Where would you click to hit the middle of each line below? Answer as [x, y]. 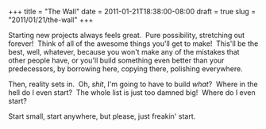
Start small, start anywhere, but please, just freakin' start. [102, 116]
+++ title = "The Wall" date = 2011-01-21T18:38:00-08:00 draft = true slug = [132, 11]
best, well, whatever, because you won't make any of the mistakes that [124, 52]
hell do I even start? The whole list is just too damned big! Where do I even [132, 93]
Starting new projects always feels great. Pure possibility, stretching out [126, 35]
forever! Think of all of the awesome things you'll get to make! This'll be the [133, 44]
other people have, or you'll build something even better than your [116, 60]
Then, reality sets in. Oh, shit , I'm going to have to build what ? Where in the [133, 84]
